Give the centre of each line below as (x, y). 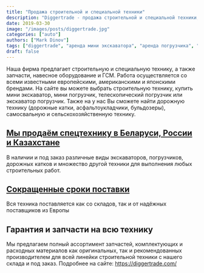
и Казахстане (33, 143)
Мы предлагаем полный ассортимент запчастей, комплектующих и (95, 244)
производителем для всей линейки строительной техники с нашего (94, 257)
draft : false (23, 52)
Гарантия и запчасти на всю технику (80, 230)
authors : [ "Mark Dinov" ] (38, 40)
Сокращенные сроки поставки (68, 189)
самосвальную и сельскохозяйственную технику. (71, 114)
